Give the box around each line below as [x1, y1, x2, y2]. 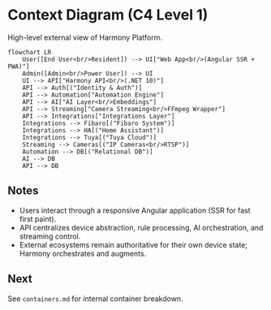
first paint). [19, 213, 57, 224]
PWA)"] [7, 62, 30, 71]
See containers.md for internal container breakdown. [7, 294, 183, 304]
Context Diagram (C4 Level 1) [7, 6, 209, 24]
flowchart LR [7, 48, 52, 56]
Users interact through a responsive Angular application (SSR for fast [19, 205, 251, 215]
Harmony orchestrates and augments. [19, 248, 147, 258]
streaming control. [19, 231, 81, 241]
